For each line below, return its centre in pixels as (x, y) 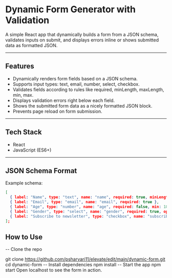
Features (20, 66)
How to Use (24, 237)
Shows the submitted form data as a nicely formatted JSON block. (82, 105)
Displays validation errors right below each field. (64, 100)
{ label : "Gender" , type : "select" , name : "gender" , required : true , (86, 211)
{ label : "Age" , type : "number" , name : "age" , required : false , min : (86, 207)
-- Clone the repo (24, 249)
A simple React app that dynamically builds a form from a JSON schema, (82, 34)
